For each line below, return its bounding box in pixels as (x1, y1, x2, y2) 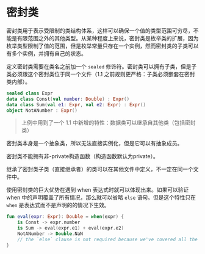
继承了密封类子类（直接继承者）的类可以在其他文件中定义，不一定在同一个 (6, 165, 193, 173)
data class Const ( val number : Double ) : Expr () (6, 96, 130, 102)
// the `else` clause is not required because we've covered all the (17, 236, 198, 242)
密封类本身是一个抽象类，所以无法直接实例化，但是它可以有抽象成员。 (6, 140, 183, 147)
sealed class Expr (6, 90, 53, 96)
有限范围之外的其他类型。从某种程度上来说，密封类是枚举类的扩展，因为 (16, 34, 199, 42)
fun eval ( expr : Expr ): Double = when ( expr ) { (6, 214, 124, 220)
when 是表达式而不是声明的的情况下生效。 (6, 201, 110, 209)
